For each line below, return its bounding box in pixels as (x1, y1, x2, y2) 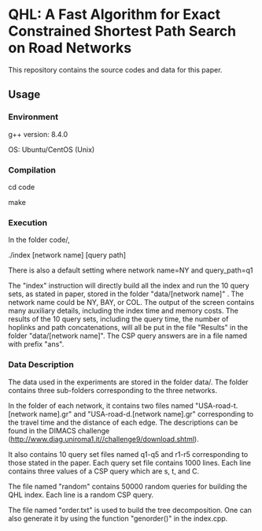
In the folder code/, (8, 235, 71, 245)
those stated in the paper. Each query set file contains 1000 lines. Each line (8, 458, 252, 467)
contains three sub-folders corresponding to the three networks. (8, 385, 218, 395)
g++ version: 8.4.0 (8, 129, 68, 139)
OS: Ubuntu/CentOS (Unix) (8, 144, 95, 154)
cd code (8, 182, 35, 191)
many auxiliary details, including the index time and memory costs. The (8, 306, 238, 316)
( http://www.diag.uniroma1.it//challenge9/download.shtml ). (8, 434, 199, 444)
